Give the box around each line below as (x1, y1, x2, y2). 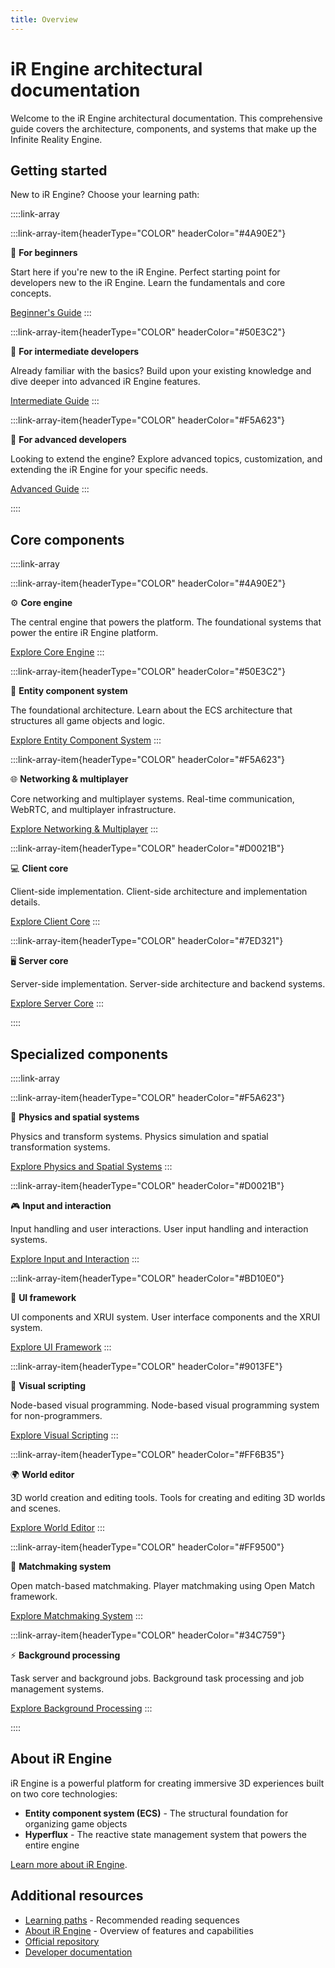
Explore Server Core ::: (10, 997, 105, 1010)
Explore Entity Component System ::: (10, 734, 162, 746)
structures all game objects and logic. (10, 715, 166, 727)
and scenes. (10, 1502, 62, 1514)
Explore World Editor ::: (10, 1522, 105, 1533)
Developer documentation (24, 1946, 133, 1958)
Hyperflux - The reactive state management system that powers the (24, 1828, 307, 1840)
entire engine (24, 1839, 80, 1851)
